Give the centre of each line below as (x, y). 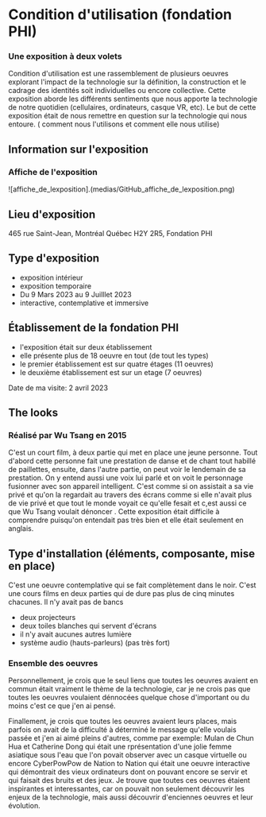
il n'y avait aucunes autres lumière (76, 634)
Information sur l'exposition (79, 149)
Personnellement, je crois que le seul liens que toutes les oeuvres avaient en (133, 680)
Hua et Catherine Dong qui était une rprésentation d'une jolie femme (120, 747)
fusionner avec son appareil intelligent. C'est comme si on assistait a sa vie (131, 486)
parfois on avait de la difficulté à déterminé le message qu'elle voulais (122, 730)
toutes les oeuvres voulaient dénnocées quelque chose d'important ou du (129, 698)
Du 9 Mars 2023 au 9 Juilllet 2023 (76, 294)
